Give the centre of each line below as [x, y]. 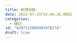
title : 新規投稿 [20, 10]
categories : [17, 19]
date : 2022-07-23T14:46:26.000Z [38, 14]
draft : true [17, 33]
